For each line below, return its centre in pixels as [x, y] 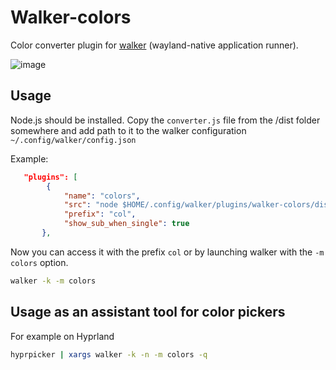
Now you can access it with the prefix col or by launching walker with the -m [167, 252]
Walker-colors [71, 17]
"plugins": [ [50, 177]
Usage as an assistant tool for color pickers [148, 312]
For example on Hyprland [62, 336]
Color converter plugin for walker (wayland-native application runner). [154, 45]
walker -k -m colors [53, 281]
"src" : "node [90, 205]
